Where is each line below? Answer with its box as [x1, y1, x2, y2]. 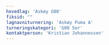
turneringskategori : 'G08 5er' [6, 25, 83, 31]
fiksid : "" [6, 14, 33, 20]
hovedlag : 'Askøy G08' [6, 8, 62, 15]
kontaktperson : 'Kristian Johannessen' [6, 30, 104, 36]
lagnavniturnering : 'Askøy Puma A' [6, 19, 94, 25]
